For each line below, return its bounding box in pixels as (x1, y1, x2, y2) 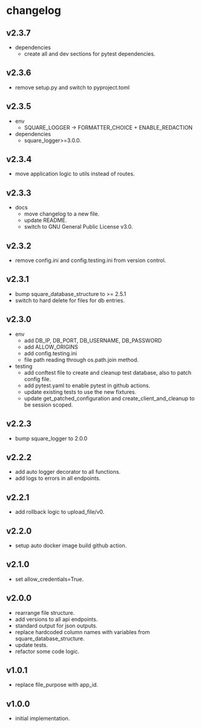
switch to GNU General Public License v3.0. (24, 223, 133, 231)
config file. (24, 375, 51, 382)
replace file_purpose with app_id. (15, 681, 99, 689)
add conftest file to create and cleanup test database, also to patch (24, 369, 192, 376)
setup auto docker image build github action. (15, 542, 127, 549)
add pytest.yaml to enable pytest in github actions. (24, 382, 150, 389)
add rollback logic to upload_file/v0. (15, 508, 105, 516)
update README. (24, 217, 67, 224)
